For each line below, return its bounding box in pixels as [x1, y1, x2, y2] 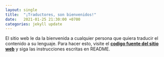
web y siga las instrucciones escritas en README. [5, 46, 110, 52]
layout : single [5, 7, 38, 13]
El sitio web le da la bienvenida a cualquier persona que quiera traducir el [5, 35, 158, 41]
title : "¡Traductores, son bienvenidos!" [5, 12, 96, 17]
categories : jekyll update [5, 21, 62, 27]
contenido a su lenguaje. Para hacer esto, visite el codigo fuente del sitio [5, 41, 159, 47]
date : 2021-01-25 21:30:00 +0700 [5, 17, 81, 22]
